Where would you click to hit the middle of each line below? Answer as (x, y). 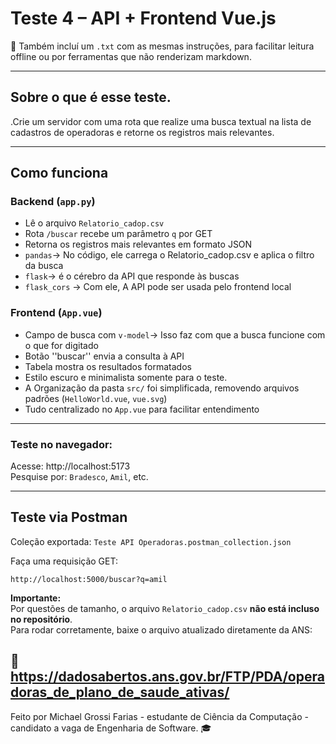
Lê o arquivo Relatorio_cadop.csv (94, 223)
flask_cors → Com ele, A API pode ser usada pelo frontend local (158, 287)
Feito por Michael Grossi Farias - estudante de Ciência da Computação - (159, 716)
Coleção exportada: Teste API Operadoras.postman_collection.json (151, 541)
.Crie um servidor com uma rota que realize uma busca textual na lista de (161, 121)
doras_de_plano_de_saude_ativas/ (120, 692)
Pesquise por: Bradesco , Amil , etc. (79, 477)
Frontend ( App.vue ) (56, 313)
